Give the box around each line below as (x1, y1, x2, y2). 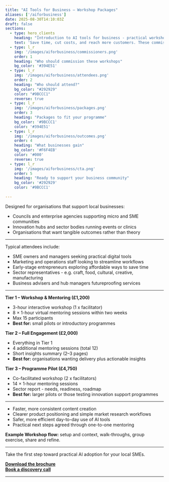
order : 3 (14, 110, 33, 116)
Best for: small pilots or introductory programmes (12, 320, 116, 326)
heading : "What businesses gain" (14, 143, 84, 148)
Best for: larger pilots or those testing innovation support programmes (12, 391, 158, 397)
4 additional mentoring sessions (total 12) (12, 345, 98, 351)
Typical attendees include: (5, 243, 60, 249)
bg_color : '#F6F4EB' (14, 148, 57, 153)
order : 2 (14, 77, 33, 82)
